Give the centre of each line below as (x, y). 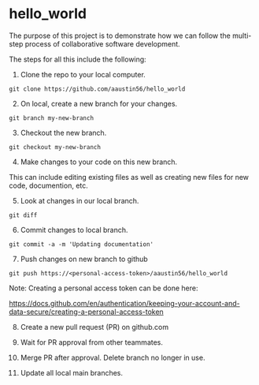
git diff (23, 215)
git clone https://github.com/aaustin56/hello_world (97, 89)
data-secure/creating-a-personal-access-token (86, 312)
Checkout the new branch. (63, 133)
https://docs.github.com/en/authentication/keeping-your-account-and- (124, 303)
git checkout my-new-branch (55, 147)
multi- (242, 36)
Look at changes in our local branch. (80, 200)
